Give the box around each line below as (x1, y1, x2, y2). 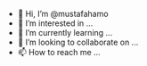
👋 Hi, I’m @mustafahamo (17, 9, 109, 19)
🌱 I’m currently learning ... (17, 28, 113, 37)
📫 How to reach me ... (17, 47, 101, 57)
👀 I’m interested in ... (17, 18, 94, 29)
